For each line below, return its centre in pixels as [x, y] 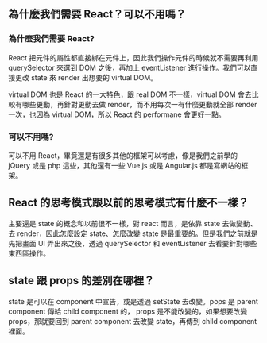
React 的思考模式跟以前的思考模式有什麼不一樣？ [128, 203]
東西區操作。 [29, 253]
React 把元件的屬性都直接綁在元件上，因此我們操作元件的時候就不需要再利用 [133, 57]
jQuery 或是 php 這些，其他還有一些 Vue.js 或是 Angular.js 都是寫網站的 [125, 165]
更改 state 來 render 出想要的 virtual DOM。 [86, 77]
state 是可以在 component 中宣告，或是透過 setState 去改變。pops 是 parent [133, 301]
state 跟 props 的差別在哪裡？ [81, 281]
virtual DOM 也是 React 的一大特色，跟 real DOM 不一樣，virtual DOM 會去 [130, 94]
